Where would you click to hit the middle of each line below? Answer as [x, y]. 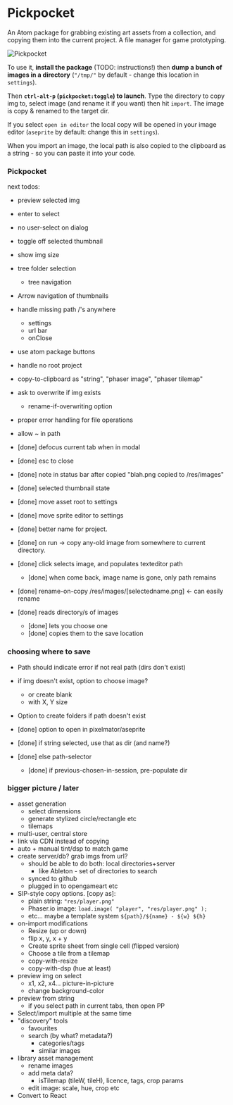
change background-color [66, 990]
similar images [59, 1050]
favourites [43, 1028]
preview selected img [49, 200]
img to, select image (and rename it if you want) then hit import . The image [116, 103]
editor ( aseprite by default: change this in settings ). [83, 132]
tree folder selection [46, 268]
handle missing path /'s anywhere [67, 310]
